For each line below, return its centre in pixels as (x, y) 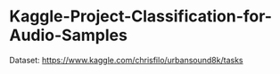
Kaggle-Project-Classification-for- (141, 16)
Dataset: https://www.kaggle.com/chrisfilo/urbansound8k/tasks (126, 60)
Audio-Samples (68, 35)
